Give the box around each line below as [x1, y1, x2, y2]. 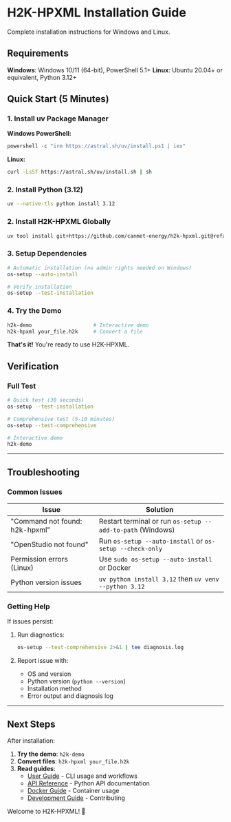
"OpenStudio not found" [10, 540, 89, 549]
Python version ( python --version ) [27, 677, 126, 686]
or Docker [98, 563, 131, 573]
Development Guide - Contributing [27, 794, 126, 802]
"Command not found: [10, 517, 82, 526]
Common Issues [7, 487, 63, 497]
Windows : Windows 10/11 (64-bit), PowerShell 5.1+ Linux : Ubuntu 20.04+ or [7, 65, 223, 74]
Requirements [7, 48, 69, 59]
